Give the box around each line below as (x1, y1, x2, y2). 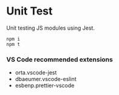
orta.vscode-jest (15, 69, 57, 76)
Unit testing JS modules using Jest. (6, 24, 95, 31)
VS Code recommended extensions (6, 55, 114, 64)
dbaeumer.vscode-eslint (15, 76, 77, 83)
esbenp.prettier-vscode (15, 82, 75, 89)
